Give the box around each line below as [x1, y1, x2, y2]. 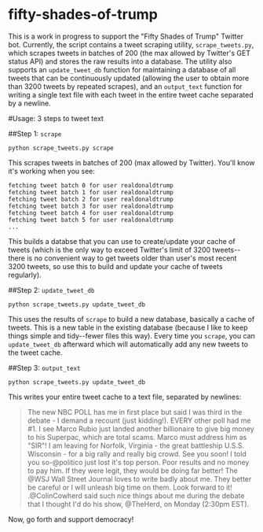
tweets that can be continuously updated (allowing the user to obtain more [8, 73, 250, 83]
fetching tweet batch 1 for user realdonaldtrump [8, 188, 174, 196]
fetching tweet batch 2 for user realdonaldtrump [8, 195, 174, 203]
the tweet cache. [8, 348, 63, 357]
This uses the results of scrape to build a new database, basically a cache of [8, 314, 255, 323]
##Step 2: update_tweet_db [8, 285, 95, 294]
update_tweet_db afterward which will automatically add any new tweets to [8, 339, 249, 349]
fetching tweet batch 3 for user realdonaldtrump [8, 202, 174, 210]
